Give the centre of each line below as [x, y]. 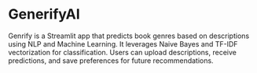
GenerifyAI [44, 14]
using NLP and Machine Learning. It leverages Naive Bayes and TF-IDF [123, 43]
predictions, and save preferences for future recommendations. [111, 61]
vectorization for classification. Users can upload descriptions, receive [123, 52]
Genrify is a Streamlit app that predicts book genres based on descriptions [129, 36]
